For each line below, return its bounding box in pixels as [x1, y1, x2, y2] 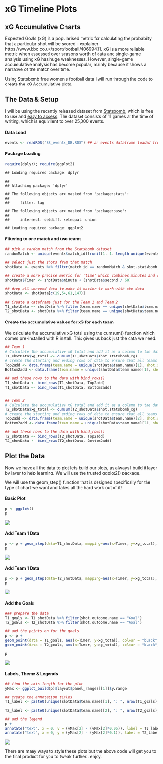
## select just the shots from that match [5, 260, 92, 265]
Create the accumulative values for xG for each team [5, 319, 114, 325]
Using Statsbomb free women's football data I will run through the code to [5, 76, 153, 82]
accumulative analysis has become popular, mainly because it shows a [5, 62, 147, 67]
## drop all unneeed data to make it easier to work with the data [5, 287, 145, 291]
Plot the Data [5, 452, 45, 460]
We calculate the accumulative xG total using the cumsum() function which [5, 330, 155, 336]
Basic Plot [5, 495, 26, 501]
